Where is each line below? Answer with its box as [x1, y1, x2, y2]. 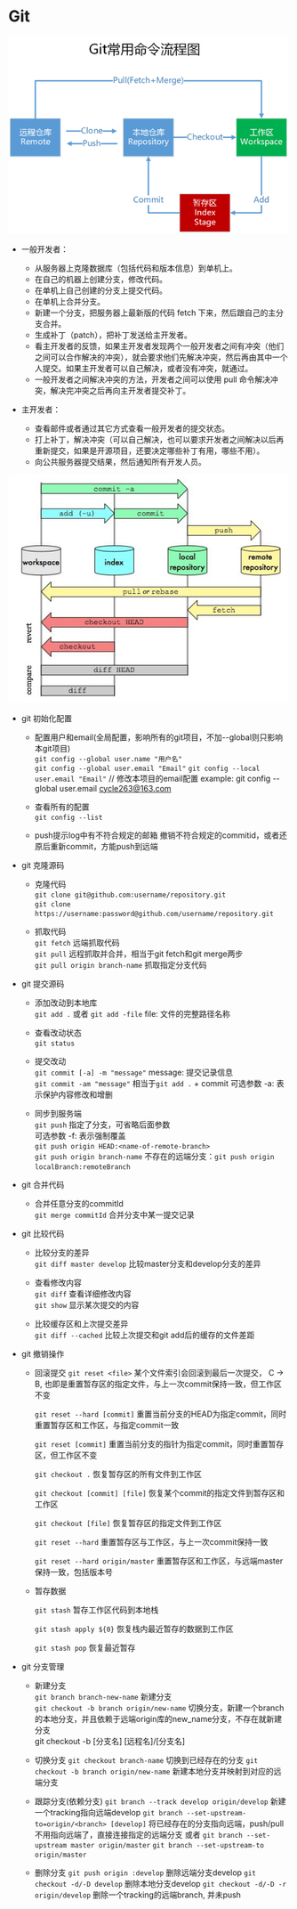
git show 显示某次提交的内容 [34, 1299, 140, 1310]
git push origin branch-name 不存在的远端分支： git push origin [34, 1150, 275, 1161]
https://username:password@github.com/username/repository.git [34, 909, 275, 918]
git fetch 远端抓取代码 [34, 937, 120, 947]
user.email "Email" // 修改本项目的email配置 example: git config [34, 773, 271, 784]
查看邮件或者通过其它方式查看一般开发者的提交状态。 [34, 423, 230, 434]
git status [34, 1039, 76, 1048]
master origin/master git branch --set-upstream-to [70, 1840, 264, 1849]
